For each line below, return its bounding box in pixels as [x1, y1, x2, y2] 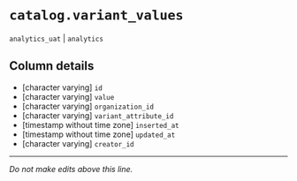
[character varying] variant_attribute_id [21, 109, 174, 121]
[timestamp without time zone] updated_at [21, 129, 176, 140]
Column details [9, 58, 95, 73]
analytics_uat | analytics [9, 33, 104, 43]
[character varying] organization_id [21, 101, 155, 111]
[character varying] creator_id [21, 138, 134, 148]
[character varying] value [21, 91, 115, 102]
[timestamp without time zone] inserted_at [21, 119, 179, 130]
